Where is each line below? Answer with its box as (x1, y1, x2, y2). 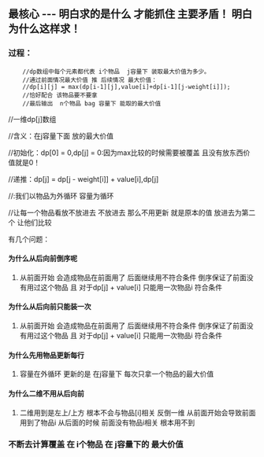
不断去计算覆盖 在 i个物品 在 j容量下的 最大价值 (8, 439, 184, 450)
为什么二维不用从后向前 (8, 389, 84, 398)
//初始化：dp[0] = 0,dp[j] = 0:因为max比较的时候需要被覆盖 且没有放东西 (8, 148, 244, 157)
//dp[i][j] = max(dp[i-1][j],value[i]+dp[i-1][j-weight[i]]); (22, 83, 231, 90)
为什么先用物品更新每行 (8, 350, 84, 359)
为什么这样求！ (8, 22, 81, 35)
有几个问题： (8, 234, 50, 244)
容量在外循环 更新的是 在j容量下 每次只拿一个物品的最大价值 (19, 369, 214, 379)
